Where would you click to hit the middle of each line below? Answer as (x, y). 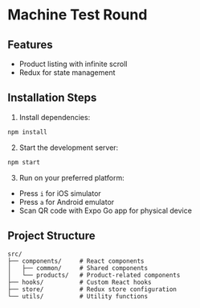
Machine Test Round (78, 15)
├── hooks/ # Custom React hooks (80, 283)
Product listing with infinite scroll (73, 64)
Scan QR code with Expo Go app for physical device (105, 210)
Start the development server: (69, 148)
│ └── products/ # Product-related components (94, 276)
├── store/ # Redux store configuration (92, 289)
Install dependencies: (55, 117)
